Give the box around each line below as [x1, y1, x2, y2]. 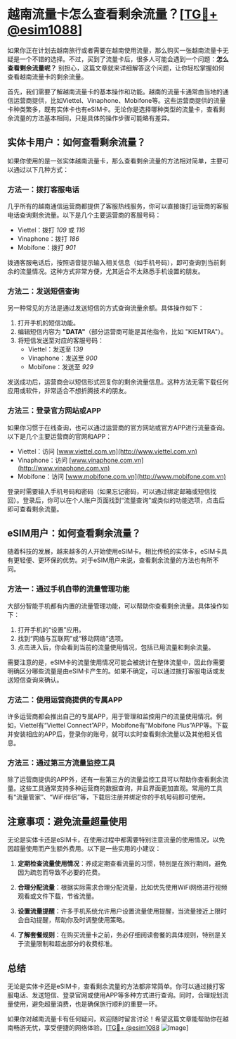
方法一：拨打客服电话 [7, 185, 79, 194]
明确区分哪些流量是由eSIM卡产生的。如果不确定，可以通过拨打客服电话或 [7, 666, 219, 675]
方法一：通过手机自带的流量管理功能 [7, 584, 130, 594]
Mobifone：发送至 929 [27, 363, 94, 371]
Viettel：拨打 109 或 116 [17, 226, 86, 235]
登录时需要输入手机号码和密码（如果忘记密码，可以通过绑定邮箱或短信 [7, 487, 211, 495]
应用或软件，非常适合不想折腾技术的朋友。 [7, 387, 131, 395]
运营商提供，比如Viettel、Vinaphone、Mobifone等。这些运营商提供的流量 [13, 96, 226, 104]
